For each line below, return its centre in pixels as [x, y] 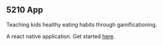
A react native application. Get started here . [61, 36]
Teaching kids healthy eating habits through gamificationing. [82, 24]
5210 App [25, 10]
